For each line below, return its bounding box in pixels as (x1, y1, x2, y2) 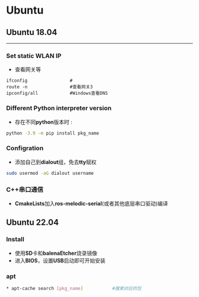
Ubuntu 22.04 (6, 218, 59, 228)
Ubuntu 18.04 (6, 27, 57, 37)
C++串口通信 (6, 185, 43, 193)
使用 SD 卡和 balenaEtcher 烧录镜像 (14, 250, 98, 257)
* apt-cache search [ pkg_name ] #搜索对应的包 (6, 285, 142, 291)
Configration (6, 144, 44, 152)
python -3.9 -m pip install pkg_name (6, 130, 99, 136)
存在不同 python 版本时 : (14, 118, 73, 125)
